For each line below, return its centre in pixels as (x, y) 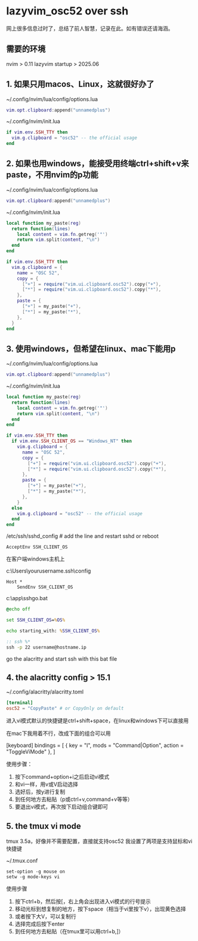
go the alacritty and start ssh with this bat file (62, 659)
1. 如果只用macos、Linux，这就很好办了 (80, 84)
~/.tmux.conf (22, 860)
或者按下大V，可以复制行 (45, 916)
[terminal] (20, 703)
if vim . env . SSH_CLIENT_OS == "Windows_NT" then (72, 441)
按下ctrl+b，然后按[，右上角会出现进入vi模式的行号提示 (83, 901)
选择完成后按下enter (40, 924)
